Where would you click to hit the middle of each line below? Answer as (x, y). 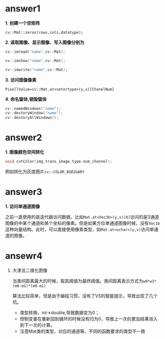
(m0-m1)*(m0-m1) (29, 286)
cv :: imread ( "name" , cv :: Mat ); (35, 52)
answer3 (24, 192)
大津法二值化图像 (30, 270)
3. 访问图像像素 (21, 80)
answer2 (24, 138)
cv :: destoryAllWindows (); (32, 118)
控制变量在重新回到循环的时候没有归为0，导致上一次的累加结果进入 (89, 319)
